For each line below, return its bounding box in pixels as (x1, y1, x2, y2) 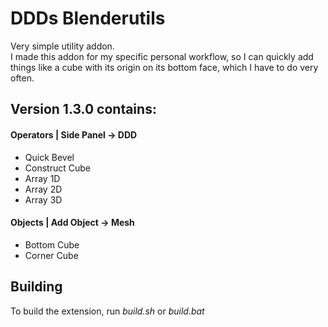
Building (10, 278, 63, 296)
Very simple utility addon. (10, 40, 115, 52)
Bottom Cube (24, 238, 80, 251)
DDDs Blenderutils (10, 7, 166, 30)
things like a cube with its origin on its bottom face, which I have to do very (10, 61, 319, 73)
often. (10, 72, 35, 84)
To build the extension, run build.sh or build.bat (10, 305, 205, 317)
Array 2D (24, 183, 63, 195)
